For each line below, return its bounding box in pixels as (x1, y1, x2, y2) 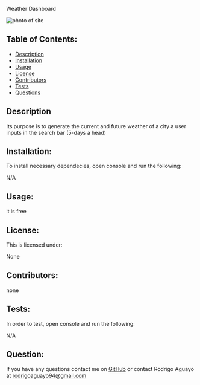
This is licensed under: (6, 241, 63, 248)
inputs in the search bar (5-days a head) (6, 129, 107, 136)
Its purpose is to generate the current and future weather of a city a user (6, 122, 187, 129)
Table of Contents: (6, 34, 78, 45)
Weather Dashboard (6, 5, 56, 12)
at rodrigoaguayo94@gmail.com (6, 372, 87, 379)
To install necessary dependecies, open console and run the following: (6, 163, 182, 170)
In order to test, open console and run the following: (6, 320, 136, 327)
